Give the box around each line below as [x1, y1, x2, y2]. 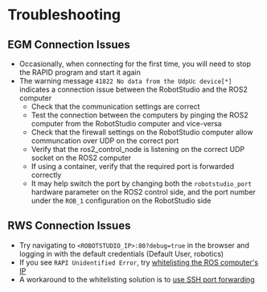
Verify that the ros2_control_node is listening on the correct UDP [31, 145, 245, 154]
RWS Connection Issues [7, 219, 131, 232]
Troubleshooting [7, 6, 121, 24]
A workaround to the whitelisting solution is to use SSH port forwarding [18, 274, 255, 284]
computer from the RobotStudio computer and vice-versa [31, 119, 222, 128]
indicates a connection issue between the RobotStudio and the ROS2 [18, 84, 249, 94]
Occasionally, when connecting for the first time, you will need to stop [18, 59, 251, 68]
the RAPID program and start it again [18, 68, 142, 77]
